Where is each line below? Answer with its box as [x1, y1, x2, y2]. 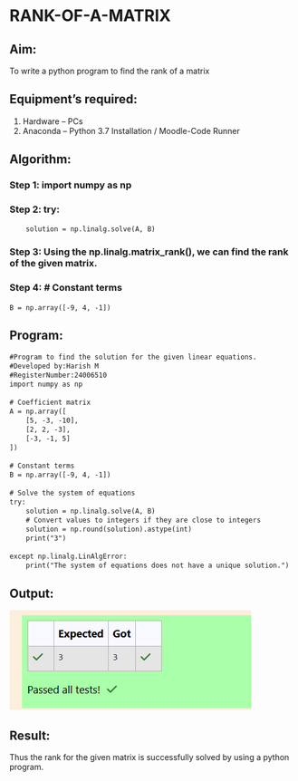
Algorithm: [9, 151, 72, 168]
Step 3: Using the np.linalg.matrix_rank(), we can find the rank [9, 246, 289, 258]
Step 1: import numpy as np [9, 178, 132, 191]
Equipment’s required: [9, 92, 138, 107]
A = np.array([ [9, 407, 67, 417]
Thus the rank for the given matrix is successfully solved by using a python [9, 752, 290, 763]
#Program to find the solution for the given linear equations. [9, 352, 257, 362]
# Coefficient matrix [9, 398, 91, 408]
